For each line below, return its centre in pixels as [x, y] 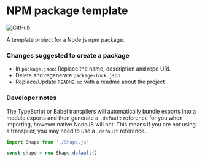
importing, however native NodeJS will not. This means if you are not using [101, 124]
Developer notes [32, 98]
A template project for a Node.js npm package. [65, 39]
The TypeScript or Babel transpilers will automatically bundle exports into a [101, 111]
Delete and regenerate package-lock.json [68, 75]
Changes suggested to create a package [68, 55]
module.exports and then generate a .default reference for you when [95, 118]
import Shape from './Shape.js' [48, 142]
